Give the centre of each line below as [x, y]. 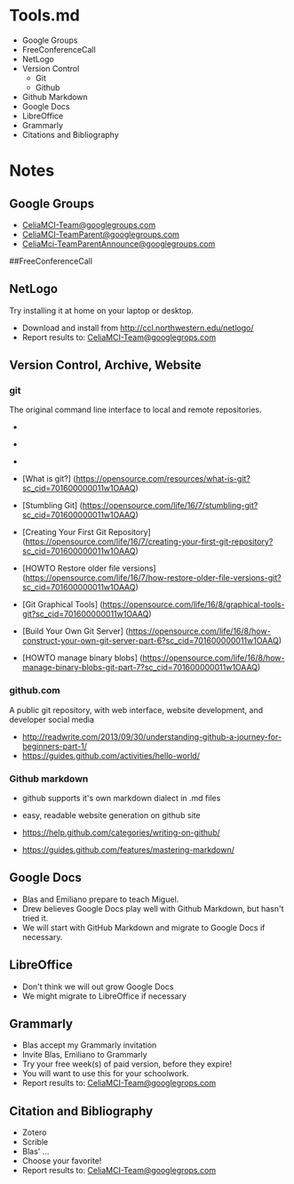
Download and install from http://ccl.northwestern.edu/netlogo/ [138, 328]
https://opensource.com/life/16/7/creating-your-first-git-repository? [149, 542]
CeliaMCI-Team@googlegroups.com [89, 224]
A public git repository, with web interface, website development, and [136, 710]
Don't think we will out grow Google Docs [98, 986]
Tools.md [44, 16]
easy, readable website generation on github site [111, 815]
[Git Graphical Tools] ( [63, 604]
